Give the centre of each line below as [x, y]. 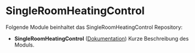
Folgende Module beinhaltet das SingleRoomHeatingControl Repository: [94, 27]
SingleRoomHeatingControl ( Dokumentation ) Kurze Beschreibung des [101, 38]
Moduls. [24, 45]
